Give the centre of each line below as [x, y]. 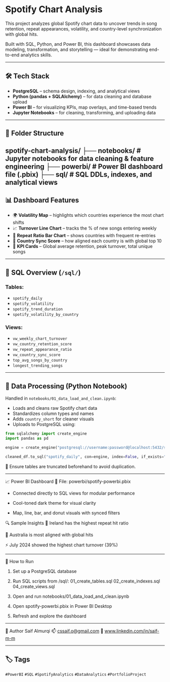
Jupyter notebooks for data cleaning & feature [80, 158]
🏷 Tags [18, 659]
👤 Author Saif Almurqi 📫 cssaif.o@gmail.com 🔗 [54, 631]
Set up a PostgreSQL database [45, 571]
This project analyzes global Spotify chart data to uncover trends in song [81, 23]
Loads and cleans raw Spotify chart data [55, 408]
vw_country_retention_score [42, 344]
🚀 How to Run [19, 561]
